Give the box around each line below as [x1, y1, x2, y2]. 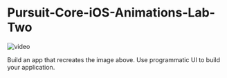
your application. [7, 63, 55, 71]
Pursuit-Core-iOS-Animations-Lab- [7, 5, 216, 21]
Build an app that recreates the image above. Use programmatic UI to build [7, 55, 220, 64]
